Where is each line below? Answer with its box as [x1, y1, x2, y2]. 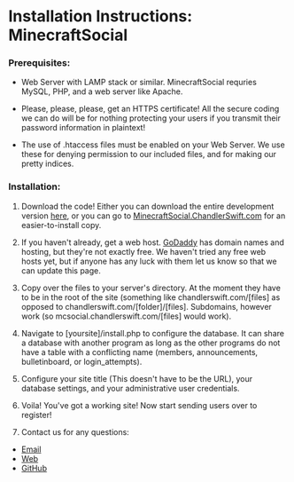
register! [20, 409, 52, 420]
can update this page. [20, 265, 101, 276]
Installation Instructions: [8, 6, 193, 27]
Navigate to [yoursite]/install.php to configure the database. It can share [20, 328, 285, 338]
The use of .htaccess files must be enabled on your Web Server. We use [20, 139, 285, 150]
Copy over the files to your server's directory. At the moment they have [20, 282, 281, 293]
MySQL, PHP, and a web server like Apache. [20, 86, 183, 97]
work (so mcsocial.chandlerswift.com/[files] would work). [20, 311, 232, 321]
